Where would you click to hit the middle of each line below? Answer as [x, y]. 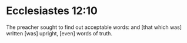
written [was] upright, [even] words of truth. [59, 33]
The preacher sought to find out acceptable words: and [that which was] [94, 27]
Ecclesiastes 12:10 [52, 11]
